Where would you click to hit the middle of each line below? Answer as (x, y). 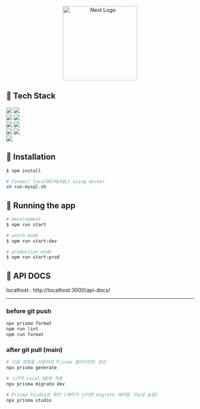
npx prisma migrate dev (36, 384)
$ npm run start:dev (32, 241)
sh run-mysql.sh (26, 187)
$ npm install (24, 171)
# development (24, 219)
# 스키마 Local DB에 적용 (35, 379)
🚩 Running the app (41, 205)
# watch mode (22, 235)
